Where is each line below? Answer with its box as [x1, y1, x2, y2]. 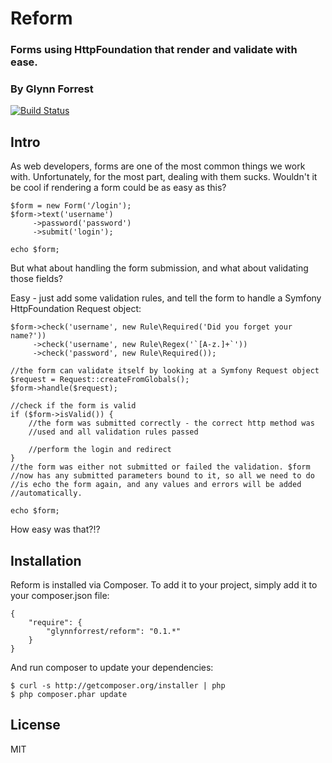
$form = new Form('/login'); [10, 201, 132, 211]
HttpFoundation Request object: [10, 303, 142, 315]
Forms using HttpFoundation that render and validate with [10, 43, 298, 57]
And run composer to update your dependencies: [10, 662, 214, 674]
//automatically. [10, 488, 83, 499]
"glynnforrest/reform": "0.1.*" [46, 627, 182, 637]
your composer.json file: [10, 590, 110, 602]
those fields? [10, 273, 63, 285]
